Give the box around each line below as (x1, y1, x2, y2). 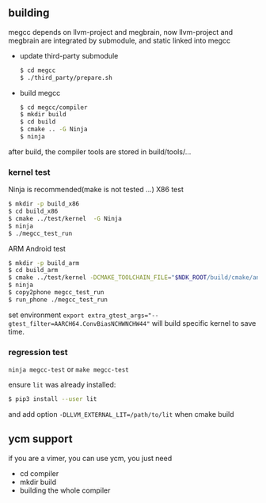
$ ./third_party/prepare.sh (19, 74, 112, 81)
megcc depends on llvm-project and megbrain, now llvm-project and (8, 27, 234, 36)
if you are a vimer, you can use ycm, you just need (8, 453, 173, 463)
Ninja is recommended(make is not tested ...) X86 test (8, 185, 184, 195)
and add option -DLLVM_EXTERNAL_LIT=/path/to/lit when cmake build (8, 410, 235, 419)
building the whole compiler (19, 486, 111, 495)
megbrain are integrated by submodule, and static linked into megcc (8, 36, 231, 45)
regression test (8, 346, 68, 357)
